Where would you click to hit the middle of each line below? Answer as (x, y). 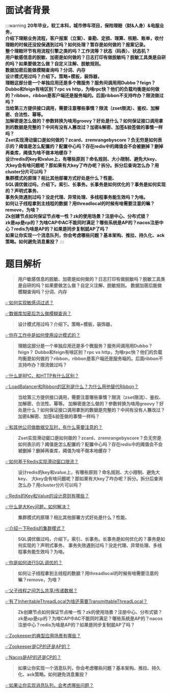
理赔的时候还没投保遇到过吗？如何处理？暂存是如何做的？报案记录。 (77, 44)
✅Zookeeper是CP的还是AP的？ (38, 646)
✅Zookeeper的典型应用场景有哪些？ (43, 636)
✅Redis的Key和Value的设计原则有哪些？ (47, 496)
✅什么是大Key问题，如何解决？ (38, 506)
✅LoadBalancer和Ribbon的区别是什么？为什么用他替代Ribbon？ (72, 386)
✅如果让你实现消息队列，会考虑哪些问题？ (50, 685)
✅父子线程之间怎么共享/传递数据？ (41, 590)
